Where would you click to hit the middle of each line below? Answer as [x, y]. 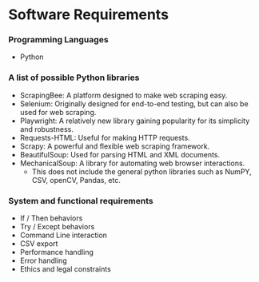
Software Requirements [89, 15]
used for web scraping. [58, 112]
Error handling [43, 260]
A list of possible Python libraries [74, 77]
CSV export [39, 244]
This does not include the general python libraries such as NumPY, [141, 171]
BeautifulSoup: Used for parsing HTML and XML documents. [120, 154]
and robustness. [46, 129]
